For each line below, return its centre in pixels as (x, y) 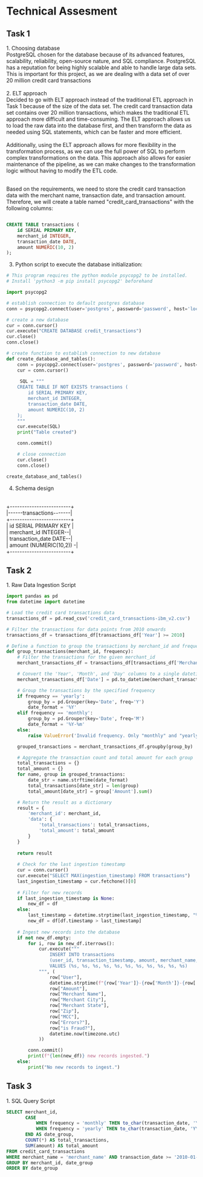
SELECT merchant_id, (32, 1112)
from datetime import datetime (46, 602)
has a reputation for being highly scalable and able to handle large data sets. (101, 67)
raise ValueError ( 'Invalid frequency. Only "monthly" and (102, 736)
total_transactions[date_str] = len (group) (83, 785)
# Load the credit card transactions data (60, 613)
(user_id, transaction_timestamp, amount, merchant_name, (124, 960)
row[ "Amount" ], (68, 989)
